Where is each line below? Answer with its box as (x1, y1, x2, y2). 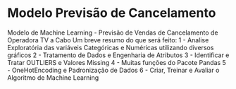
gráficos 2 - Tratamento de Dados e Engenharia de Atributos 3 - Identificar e (7, 51, 230, 59)
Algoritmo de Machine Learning (7, 73, 99, 82)
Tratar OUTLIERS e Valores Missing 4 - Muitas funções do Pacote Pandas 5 (7, 58, 227, 66)
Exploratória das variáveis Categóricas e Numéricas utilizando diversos (7, 43, 214, 52)
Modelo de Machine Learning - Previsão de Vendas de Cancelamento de (7, 28, 218, 37)
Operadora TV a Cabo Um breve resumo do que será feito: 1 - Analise (7, 35, 209, 44)
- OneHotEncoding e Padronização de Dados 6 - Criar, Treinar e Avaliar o (7, 66, 220, 74)
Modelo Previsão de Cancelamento (7, 5, 216, 21)
